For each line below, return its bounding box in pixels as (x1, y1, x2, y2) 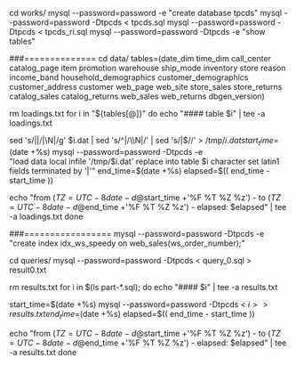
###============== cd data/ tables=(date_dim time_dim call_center (9, 53, 271, 63)
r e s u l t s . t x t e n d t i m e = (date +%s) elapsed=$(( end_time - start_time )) (9, 308, 255, 321)
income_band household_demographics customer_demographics (9, 72, 249, 83)
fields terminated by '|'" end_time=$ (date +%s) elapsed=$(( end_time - (9, 165, 270, 176)
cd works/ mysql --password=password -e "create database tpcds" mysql (9, 8, 283, 18)
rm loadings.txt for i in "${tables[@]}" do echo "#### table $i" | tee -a (9, 109, 266, 118)
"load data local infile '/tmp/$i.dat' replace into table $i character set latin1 (9, 156, 280, 166)
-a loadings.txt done (9, 211, 84, 222)
